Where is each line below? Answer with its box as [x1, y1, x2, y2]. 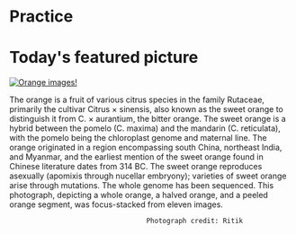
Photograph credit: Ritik [146, 217, 244, 226]
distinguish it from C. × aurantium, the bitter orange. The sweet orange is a [9, 114, 286, 125]
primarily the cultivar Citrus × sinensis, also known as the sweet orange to [9, 104, 283, 115]
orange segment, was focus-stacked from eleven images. [9, 199, 223, 210]
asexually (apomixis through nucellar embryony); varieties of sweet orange [9, 170, 287, 181]
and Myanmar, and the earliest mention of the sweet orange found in [9, 152, 264, 162]
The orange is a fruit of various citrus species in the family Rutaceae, [9, 94, 265, 105]
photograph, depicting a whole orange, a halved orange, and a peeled [9, 190, 268, 201]
